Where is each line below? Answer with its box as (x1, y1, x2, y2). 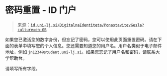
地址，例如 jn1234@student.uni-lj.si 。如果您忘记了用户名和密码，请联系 (5, 49, 156, 55)
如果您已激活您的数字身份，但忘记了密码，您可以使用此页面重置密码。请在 (5, 37, 158, 42)
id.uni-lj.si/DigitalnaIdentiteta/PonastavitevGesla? (30, 23, 144, 28)
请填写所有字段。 (5, 65, 40, 72)
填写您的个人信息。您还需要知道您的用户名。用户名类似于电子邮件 (26, 42, 162, 48)
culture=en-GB (17, 27, 47, 32)
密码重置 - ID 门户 (5, 4, 77, 16)
